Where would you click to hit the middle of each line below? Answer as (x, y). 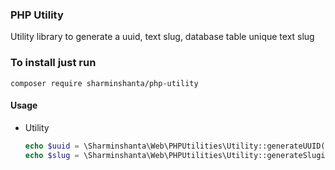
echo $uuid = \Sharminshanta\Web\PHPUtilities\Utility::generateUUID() (177, 146)
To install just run (53, 63)
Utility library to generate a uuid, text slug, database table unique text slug (162, 37)
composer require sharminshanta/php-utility (104, 83)
